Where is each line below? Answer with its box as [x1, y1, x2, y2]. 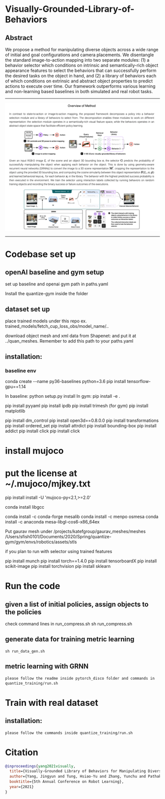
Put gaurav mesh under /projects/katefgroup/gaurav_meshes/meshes [5, 528, 146, 534]
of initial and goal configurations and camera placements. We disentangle [5, 52, 154, 58]
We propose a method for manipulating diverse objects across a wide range [5, 47, 159, 52]
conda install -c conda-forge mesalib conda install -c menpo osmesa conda [5, 514, 159, 520]
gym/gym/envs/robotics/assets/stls [5, 539, 77, 545]
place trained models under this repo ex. [5, 318, 87, 324]
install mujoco [5, 445, 64, 456]
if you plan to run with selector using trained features [5, 549, 112, 555]
